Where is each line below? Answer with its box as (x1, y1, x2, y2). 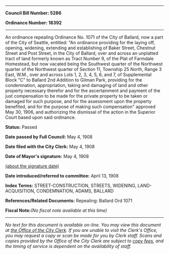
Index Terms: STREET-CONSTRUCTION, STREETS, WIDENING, (5, 183, 137, 189)
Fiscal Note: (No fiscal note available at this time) (5, 207, 107, 213)
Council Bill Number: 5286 (5, 10, 62, 16)
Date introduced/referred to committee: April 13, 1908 (5, 173, 119, 179)
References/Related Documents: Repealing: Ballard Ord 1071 (5, 198, 132, 204)
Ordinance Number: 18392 (5, 20, 62, 26)
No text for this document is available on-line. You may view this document (5, 222, 161, 228)
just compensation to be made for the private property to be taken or (5, 93, 148, 99)
